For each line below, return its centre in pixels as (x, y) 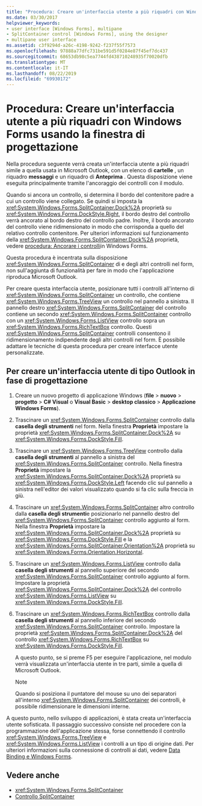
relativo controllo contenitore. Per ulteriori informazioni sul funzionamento (98, 233)
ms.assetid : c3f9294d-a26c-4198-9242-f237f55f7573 (71, 46)
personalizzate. (25, 352)
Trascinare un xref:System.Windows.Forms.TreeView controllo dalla (99, 451)
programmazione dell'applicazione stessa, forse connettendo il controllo (96, 731)
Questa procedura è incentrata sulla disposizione (67, 258)
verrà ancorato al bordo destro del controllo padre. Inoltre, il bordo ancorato (100, 220)
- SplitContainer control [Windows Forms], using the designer (87, 34)
